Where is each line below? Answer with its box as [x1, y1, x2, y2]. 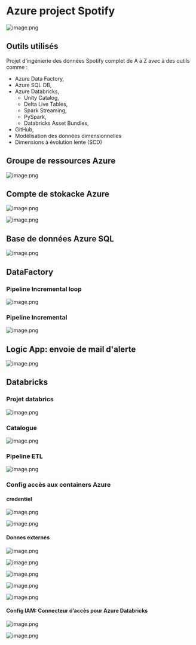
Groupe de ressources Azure [6, 156, 116, 166]
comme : [6, 63, 28, 70]
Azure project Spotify [6, 4, 115, 18]
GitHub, [14, 125, 34, 133]
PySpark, [23, 113, 47, 120]
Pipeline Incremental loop [6, 285, 82, 293]
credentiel [6, 495, 32, 502]
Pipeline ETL [6, 452, 43, 460]
